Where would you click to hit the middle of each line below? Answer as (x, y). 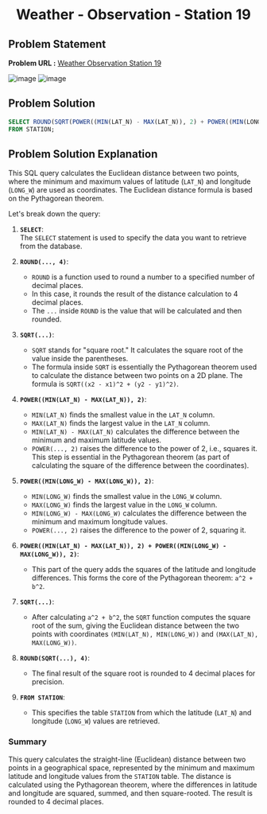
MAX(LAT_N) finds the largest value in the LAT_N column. (121, 423)
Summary (28, 742)
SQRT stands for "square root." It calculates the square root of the (137, 350)
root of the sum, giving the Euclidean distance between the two (135, 625)
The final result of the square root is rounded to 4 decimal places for (143, 673)
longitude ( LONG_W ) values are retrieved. (96, 721)
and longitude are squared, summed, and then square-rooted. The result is (130, 793)
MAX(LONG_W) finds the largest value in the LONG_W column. (124, 505)
